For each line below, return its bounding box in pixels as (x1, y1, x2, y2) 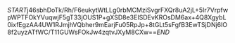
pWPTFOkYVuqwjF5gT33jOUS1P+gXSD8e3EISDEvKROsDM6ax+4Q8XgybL (7, 13, 227, 21)
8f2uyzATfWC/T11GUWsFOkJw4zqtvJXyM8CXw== (7, 28, 157, 36)
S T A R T (7, 6, 27, 14)
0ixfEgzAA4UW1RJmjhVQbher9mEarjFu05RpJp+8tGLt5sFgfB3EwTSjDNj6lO (7, 21, 227, 28)
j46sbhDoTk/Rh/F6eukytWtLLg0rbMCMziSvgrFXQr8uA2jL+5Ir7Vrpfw (27, 6, 229, 14)
